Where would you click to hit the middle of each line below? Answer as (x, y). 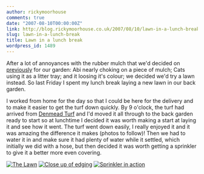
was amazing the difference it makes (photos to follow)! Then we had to (96, 133)
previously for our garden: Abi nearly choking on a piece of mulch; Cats (96, 69)
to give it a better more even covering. (54, 152)
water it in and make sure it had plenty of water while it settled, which (93, 139)
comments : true (25, 18)
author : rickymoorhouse (36, 12)
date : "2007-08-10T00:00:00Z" (45, 23)
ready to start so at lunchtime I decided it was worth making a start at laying (101, 120)
